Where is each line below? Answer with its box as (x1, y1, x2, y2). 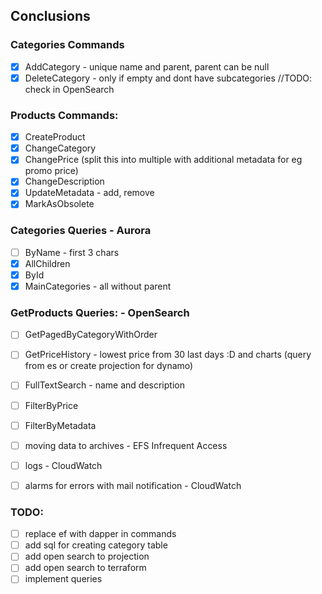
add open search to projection (24, 550, 150, 563)
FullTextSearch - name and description (24, 379, 185, 391)
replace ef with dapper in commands (24, 528, 177, 540)
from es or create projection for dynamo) (24, 360, 194, 372)
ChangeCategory (24, 142, 97, 154)
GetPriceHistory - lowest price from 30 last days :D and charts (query (24, 349, 312, 361)
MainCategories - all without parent (24, 280, 172, 292)
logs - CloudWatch (24, 459, 103, 471)
